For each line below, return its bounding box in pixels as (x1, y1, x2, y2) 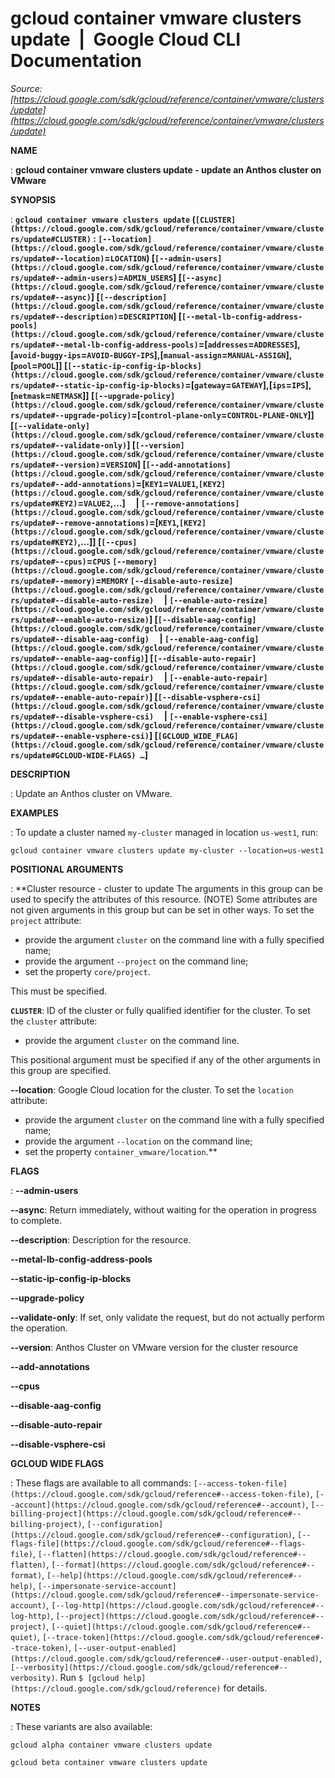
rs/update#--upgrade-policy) (10, 410, 132, 421)
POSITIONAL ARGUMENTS (10, 863, 124, 875)
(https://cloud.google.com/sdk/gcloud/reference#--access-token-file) (10, 1489, 311, 1499)
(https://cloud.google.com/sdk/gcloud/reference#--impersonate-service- (10, 1590, 320, 1600)
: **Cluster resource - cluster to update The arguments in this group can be (10, 882, 323, 894)
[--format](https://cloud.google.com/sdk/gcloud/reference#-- (51, 1560, 316, 1570)
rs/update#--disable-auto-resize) (10, 595, 155, 606)
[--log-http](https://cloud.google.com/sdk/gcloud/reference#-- (51, 1600, 325, 1611)
